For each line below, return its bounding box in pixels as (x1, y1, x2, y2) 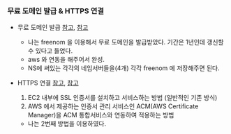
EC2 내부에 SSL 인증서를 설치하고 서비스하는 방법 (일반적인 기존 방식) (27, 94, 218, 102)
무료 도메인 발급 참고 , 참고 (17, 23, 89, 32)
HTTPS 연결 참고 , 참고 (17, 78, 79, 87)
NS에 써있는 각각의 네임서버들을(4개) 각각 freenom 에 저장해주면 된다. (27, 64, 220, 72)
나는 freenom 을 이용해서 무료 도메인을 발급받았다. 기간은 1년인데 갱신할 (27, 38, 224, 47)
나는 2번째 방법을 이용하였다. (27, 119, 107, 128)
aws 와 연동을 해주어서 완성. (27, 56, 105, 64)
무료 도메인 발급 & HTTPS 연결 (7, 6, 105, 15)
